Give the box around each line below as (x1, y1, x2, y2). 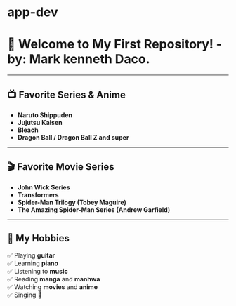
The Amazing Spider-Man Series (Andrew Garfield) (17, 205, 171, 214)
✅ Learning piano (7, 259, 58, 267)
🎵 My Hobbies (7, 232, 70, 244)
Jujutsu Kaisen (17, 118, 63, 126)
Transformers (17, 190, 59, 199)
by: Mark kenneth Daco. (7, 51, 150, 67)
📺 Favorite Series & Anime (7, 88, 126, 100)
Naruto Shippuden (17, 110, 72, 119)
